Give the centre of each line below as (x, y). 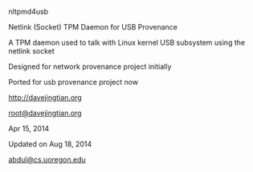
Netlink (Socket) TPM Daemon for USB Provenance (93, 27)
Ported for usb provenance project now (73, 82)
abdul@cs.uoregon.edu (47, 160)
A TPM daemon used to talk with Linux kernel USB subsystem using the (127, 42)
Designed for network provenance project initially (90, 66)
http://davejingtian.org (45, 98)
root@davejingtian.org (45, 113)
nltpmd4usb (29, 12)
